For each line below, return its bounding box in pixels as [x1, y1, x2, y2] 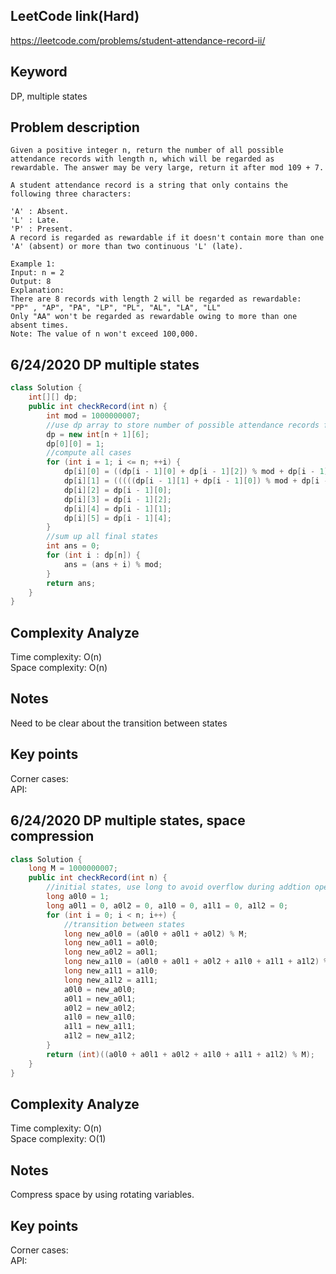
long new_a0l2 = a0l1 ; [63, 947, 159, 958]
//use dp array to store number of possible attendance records [46, 420, 320, 430]
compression [10, 828, 95, 845]
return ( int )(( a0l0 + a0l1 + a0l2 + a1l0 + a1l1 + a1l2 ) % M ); [46, 1049, 315, 1059]
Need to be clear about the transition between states [10, 717, 228, 729]
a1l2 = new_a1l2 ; [63, 1031, 137, 1041]
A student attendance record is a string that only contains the [10, 180, 288, 191]
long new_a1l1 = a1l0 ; [63, 966, 159, 976]
